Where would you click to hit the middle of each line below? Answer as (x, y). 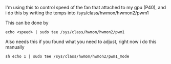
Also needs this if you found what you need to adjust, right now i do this (81, 41)
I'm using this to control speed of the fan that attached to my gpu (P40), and (86, 7)
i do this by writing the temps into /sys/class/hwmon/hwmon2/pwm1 (77, 13)
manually (15, 47)
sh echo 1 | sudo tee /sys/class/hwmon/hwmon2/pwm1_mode (67, 56)
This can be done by (27, 23)
